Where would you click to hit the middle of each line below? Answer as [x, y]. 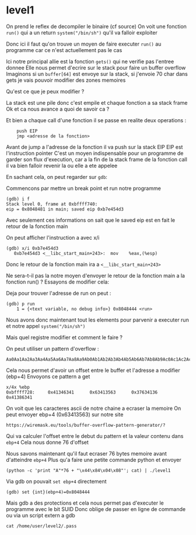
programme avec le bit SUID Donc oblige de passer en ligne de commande [96, 509]
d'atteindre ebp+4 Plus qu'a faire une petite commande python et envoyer [94, 460]
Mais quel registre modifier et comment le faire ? [64, 337]
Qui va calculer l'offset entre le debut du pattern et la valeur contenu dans [95, 436]
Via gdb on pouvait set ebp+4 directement [56, 481]
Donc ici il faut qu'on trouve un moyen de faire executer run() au [84, 44]
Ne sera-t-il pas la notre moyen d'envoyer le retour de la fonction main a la [96, 275]
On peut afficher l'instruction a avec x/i [53, 237]
